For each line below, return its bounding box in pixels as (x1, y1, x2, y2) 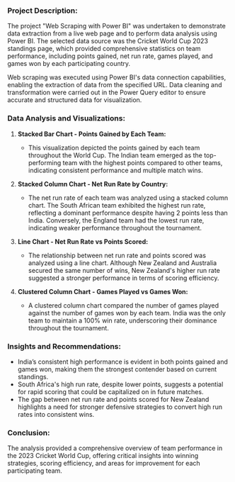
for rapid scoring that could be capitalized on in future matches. (17, 387, 204, 396)
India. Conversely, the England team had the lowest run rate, (28, 215, 205, 225)
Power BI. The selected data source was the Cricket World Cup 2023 (7, 37, 209, 45)
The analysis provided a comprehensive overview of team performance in (7, 444, 223, 452)
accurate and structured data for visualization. (7, 96, 142, 104)
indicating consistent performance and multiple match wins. (28, 166, 203, 174)
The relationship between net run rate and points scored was (28, 251, 207, 259)
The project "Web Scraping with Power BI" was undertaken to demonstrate (7, 22, 227, 30)
